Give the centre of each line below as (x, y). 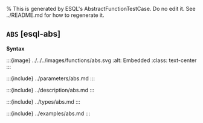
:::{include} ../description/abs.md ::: (50, 90)
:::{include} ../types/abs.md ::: (43, 101)
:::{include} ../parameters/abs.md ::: (51, 78)
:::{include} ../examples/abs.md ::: (48, 113)
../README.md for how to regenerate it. (55, 15)
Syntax (15, 48)
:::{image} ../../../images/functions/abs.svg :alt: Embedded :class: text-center (101, 60)
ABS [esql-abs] (34, 34)
